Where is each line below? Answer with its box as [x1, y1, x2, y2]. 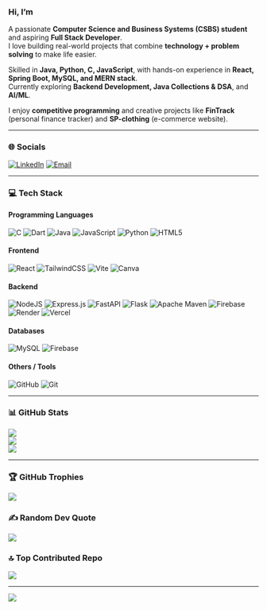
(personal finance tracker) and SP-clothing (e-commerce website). [8, 114, 228, 124]
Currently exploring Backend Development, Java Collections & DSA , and [8, 82, 249, 91]
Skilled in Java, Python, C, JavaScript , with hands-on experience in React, [8, 65, 254, 75]
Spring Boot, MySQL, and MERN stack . [8, 74, 137, 83]
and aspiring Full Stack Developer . [8, 33, 122, 42]
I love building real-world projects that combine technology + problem [8, 41, 240, 51]
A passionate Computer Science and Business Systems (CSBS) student [8, 25, 248, 34]
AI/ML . [8, 91, 31, 100]
